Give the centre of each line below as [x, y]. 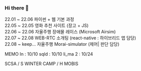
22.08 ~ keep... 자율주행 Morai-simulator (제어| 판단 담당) [62, 44]
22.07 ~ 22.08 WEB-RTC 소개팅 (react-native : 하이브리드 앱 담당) [70, 38]
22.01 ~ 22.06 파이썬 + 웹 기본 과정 [39, 19]
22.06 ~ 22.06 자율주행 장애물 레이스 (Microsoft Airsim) [60, 32]
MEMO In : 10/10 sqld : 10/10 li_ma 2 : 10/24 [49, 54]
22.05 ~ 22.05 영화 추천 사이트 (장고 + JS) [47, 26]
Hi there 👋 [17, 8]
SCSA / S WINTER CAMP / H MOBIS [41, 64]
